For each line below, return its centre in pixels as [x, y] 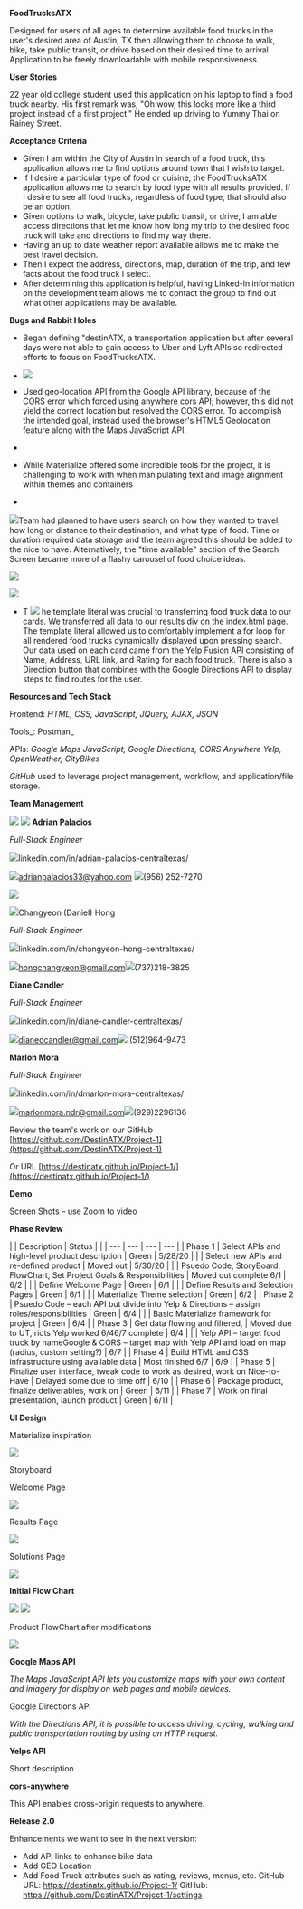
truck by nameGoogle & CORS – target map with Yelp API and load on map [148, 1342]
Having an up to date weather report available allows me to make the [150, 245]
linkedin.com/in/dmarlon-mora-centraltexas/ [101, 1093]
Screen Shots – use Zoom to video [73, 1211]
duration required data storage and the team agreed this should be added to [151, 539]
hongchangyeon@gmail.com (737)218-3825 [104, 967]
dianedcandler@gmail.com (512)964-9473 [102, 1040]
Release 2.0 [32, 1821]
